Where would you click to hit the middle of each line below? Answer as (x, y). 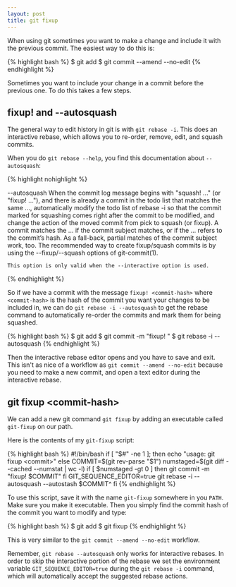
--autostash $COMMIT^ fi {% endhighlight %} (109, 484)
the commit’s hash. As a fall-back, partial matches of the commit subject (112, 238)
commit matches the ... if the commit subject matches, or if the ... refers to (115, 231)
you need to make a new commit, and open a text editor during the (104, 373)
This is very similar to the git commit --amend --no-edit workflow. (104, 540)
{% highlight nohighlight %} (48, 179)
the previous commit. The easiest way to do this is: (81, 48)
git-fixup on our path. (40, 427)
